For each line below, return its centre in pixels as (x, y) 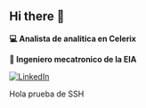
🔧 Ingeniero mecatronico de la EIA (73, 59)
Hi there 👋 (37, 17)
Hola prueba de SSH (47, 94)
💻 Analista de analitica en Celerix (73, 38)
